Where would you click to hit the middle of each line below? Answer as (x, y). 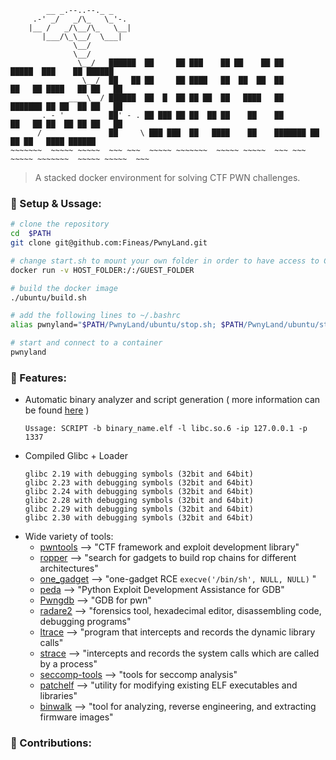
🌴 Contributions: (51, 743)
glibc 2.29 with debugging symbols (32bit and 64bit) (139, 509)
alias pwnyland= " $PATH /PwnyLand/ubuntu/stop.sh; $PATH (127, 325)
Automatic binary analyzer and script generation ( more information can (172, 400)
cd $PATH (31, 234)
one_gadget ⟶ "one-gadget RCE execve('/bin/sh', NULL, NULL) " (178, 579)
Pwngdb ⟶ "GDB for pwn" (95, 600)
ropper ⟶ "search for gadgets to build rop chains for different (168, 558)
